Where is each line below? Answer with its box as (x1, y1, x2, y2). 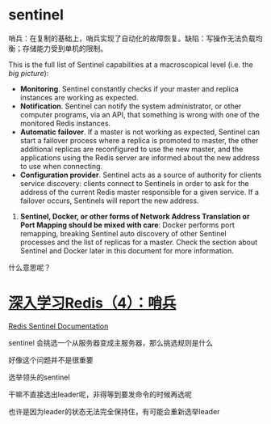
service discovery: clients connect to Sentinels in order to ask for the (19, 178, 249, 188)
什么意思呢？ (8, 262, 51, 272)
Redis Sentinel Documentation (8, 321, 109, 331)
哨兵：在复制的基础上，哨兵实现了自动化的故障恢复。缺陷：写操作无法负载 (8, 33, 256, 43)
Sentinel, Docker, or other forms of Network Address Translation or (19, 211, 250, 221)
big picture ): (8, 68, 49, 78)
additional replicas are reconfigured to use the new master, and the (19, 144, 244, 154)
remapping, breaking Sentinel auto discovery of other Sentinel (19, 228, 227, 238)
